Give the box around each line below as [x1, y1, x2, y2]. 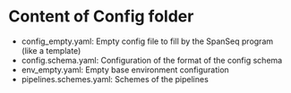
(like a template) [21, 45, 81, 55]
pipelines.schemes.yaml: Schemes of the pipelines [21, 73, 210, 84]
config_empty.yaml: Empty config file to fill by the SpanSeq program [21, 36, 274, 46]
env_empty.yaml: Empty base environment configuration [21, 64, 229, 75]
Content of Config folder [8, 6, 194, 27]
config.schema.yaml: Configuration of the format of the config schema [21, 55, 283, 65]
